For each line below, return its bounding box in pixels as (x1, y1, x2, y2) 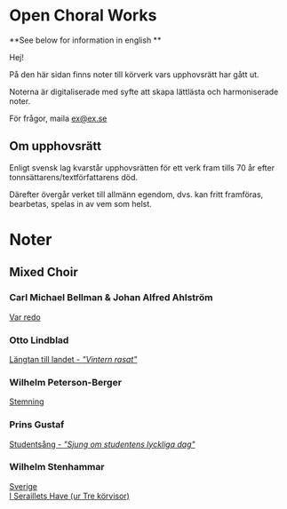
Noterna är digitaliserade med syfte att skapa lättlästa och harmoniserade (9, 86, 279, 97)
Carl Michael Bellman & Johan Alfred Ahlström (9, 291, 213, 304)
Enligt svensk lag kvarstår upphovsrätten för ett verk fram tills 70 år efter (9, 162, 275, 173)
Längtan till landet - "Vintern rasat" (9, 354, 138, 364)
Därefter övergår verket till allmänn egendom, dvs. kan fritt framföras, (9, 188, 264, 200)
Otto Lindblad (9, 334, 69, 346)
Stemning (9, 396, 44, 407)
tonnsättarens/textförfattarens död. (9, 171, 139, 182)
